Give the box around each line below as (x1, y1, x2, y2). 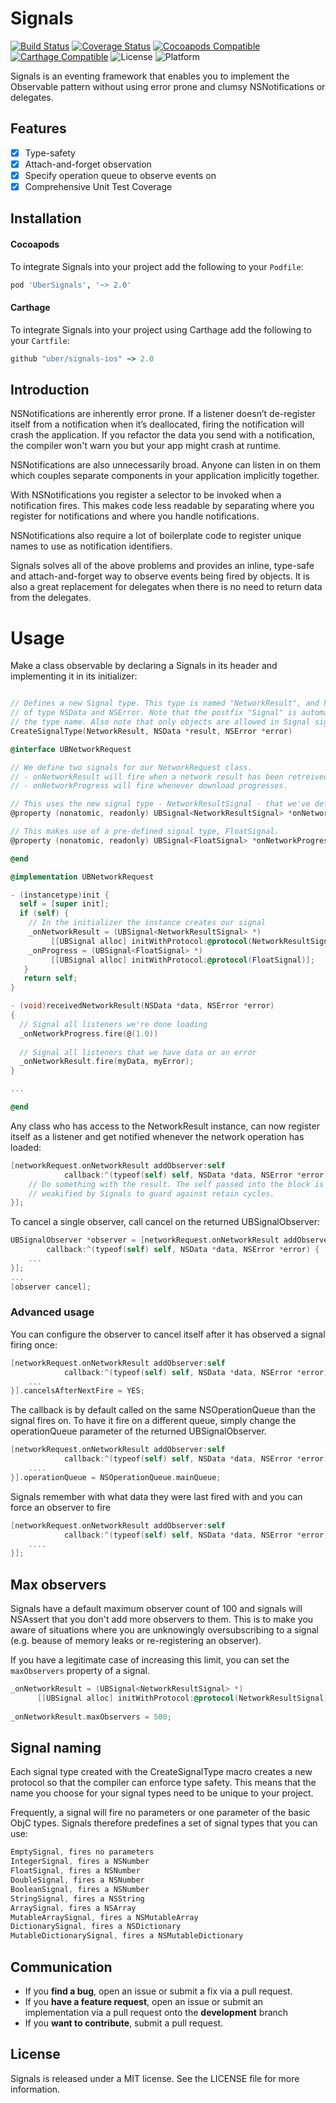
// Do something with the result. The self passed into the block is (28, 1179, 325, 1189)
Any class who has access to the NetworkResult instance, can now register (10, 1120, 320, 1132)
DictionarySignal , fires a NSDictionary (10, 1922, 182, 1932)
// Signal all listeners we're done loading (19, 1019, 208, 1029)
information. (10, 2083, 61, 2095)
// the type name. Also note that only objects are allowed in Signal (10, 717, 311, 727)
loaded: (10, 1141, 42, 1153)
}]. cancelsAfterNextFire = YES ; (10, 1386, 145, 1396)
